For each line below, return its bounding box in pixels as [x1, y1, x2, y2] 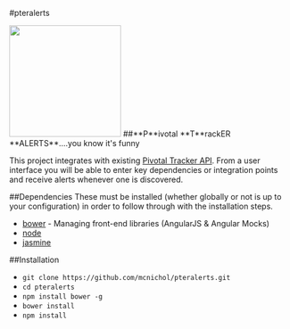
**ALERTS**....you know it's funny [9, 138, 140, 148]
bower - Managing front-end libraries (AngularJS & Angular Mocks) [21, 218, 270, 228]
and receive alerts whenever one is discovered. [9, 174, 184, 185]
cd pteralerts [21, 283, 75, 292]
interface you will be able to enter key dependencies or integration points [9, 165, 278, 175]
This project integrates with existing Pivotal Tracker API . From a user [9, 155, 261, 166]
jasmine [21, 237, 52, 248]
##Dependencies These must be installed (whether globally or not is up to [9, 192, 282, 202]
